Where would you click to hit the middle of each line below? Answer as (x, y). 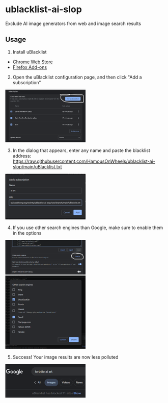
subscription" (27, 82)
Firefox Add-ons (30, 67)
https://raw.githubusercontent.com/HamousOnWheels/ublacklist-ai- (84, 161)
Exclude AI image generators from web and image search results (73, 23)
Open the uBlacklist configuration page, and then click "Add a (77, 77)
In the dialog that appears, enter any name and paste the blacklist (81, 150)
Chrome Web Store (33, 62)
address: (22, 156)
